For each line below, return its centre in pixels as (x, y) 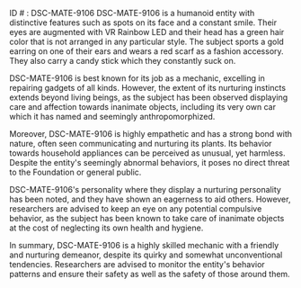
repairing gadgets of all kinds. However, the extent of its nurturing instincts (147, 88)
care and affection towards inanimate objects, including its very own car (143, 107)
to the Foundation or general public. (75, 172)
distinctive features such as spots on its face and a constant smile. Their (143, 22)
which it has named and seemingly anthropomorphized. (112, 117)
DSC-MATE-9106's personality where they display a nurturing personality (145, 189)
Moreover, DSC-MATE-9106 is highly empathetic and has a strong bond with (151, 134)
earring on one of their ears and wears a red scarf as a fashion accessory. (147, 51)
